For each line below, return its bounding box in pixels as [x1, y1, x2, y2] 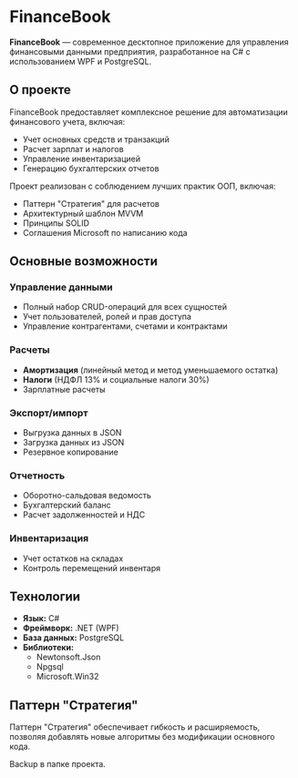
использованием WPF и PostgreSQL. [9, 56, 152, 67]
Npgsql [36, 661, 64, 672]
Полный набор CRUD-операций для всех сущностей [22, 302, 228, 312]
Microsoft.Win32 [36, 671, 99, 682]
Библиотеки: [22, 642, 75, 653]
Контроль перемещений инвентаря [22, 562, 161, 573]
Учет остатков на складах [22, 553, 124, 564]
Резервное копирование [22, 446, 118, 457]
